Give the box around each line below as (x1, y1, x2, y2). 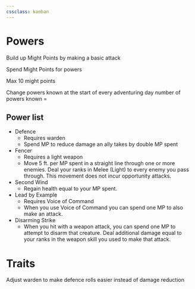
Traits (6, 257, 36, 270)
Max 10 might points (6, 77, 56, 84)
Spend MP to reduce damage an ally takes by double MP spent (23, 141, 178, 148)
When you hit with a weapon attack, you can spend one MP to (23, 223, 176, 230)
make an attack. (23, 210, 63, 217)
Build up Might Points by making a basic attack (6, 54, 121, 61)
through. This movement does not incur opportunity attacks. (23, 172, 171, 179)
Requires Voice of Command (23, 198, 94, 205)
